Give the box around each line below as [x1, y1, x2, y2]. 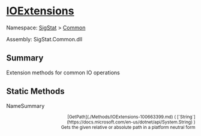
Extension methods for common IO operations [6, 69, 120, 76]
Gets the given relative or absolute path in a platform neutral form [61, 124, 196, 130]
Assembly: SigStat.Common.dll [6, 35, 83, 43]
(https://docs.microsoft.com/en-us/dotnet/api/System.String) [67, 119, 193, 125]
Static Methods [6, 86, 65, 96]
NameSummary [6, 102, 45, 109]
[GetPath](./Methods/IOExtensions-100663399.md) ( [67, 114, 176, 120]
